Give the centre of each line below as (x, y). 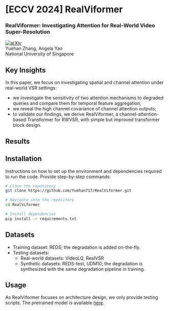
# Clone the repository (31, 186)
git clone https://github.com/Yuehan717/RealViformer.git (68, 191)
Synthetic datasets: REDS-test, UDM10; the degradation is (81, 263)
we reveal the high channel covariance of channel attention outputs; (84, 109)
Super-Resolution (28, 32)
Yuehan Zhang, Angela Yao (34, 48)
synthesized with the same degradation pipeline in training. (82, 269)
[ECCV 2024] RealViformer (64, 9)
